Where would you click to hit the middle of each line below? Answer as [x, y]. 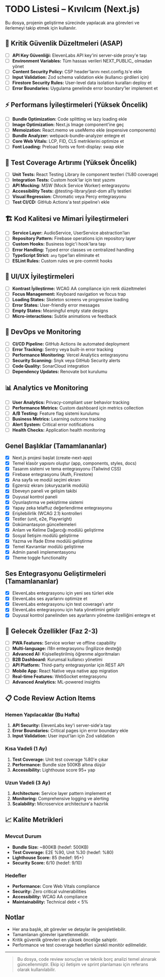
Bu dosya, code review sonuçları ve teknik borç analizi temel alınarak [87, 959]
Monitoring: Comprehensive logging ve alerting [60, 798]
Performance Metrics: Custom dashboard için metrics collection [78, 408]
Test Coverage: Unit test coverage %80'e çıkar [60, 759]
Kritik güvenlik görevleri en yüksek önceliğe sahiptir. [65, 940]
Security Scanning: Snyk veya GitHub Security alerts [66, 360]
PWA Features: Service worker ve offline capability [64, 643]
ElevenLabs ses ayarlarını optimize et [50, 599]
